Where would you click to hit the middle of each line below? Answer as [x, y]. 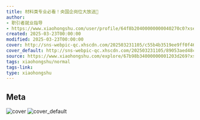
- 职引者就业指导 [24, 23]
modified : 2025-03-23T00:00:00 [45, 39]
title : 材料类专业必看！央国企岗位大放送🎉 [52, 12]
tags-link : [20, 67]
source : [16, 56]
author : [16, 17]
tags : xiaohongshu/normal [38, 61]
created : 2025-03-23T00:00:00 [44, 34]
